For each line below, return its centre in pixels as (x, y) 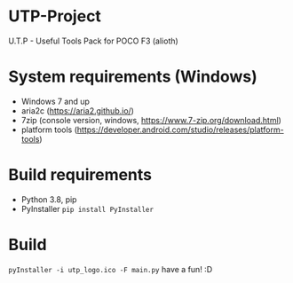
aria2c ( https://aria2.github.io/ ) (78, 110)
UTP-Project (55, 16)
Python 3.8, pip (49, 199)
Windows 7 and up (55, 101)
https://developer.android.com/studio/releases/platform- (181, 130)
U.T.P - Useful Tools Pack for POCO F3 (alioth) (93, 41)
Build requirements (80, 175)
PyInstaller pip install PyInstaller (87, 208)
